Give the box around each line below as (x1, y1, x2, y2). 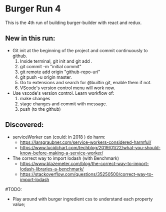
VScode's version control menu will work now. (19, 85, 115, 91)
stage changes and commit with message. (19, 101, 107, 107)
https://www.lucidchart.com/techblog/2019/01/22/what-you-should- (19, 144, 161, 150)
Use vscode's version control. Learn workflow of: (12, 90, 114, 96)
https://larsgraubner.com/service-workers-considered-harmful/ (19, 139, 151, 145)
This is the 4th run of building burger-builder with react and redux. (5, 20, 142, 26)
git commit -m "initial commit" (19, 63, 81, 69)
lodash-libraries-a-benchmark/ (19, 166, 84, 172)
